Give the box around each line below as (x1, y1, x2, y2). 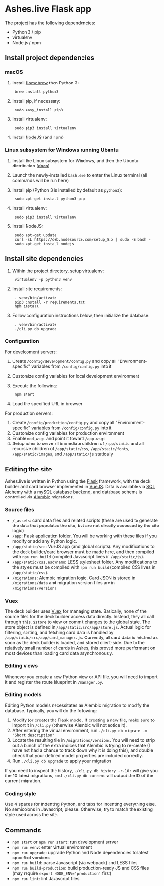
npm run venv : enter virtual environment (12, 844, 92, 850)
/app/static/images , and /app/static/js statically (12, 451, 114, 457)
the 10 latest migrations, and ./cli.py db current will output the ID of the (5, 773, 154, 779)
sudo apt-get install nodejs (14, 241, 75, 246)
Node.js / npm (12, 39, 41, 45)
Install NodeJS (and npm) (12, 134, 64, 140)
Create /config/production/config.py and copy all (12, 420, 114, 426)
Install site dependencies (5, 254, 84, 263)
